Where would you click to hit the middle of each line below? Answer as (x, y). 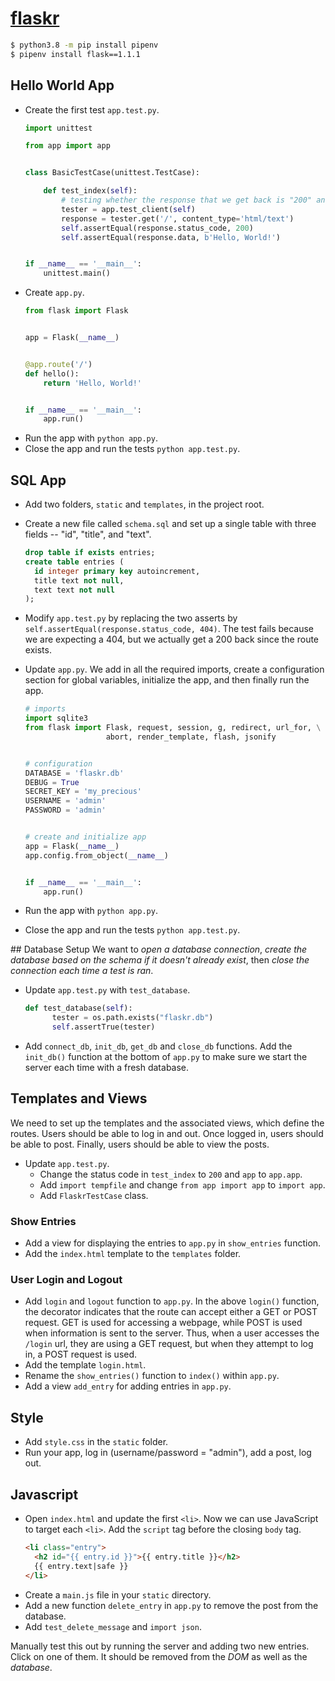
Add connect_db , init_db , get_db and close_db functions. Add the (158, 1046)
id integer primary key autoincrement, (117, 571)
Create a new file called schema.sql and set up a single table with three (170, 524)
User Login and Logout (66, 1280)
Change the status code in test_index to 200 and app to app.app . (171, 1174)
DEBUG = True (52, 782)
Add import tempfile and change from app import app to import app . (182, 1184)
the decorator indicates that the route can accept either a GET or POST (171, 1312)
